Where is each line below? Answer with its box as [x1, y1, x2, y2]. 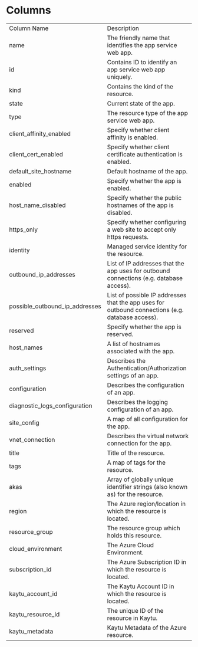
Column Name [9, 24, 49, 32]
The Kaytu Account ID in [107, 582, 174, 590]
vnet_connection [9, 435, 55, 444]
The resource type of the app [107, 109, 189, 117]
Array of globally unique [107, 475, 174, 484]
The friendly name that [107, 34, 170, 42]
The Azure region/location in [107, 500, 186, 508]
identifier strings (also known [107, 482, 188, 491]
